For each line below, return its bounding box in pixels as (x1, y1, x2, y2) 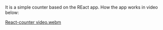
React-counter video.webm (5, 19, 61, 25)
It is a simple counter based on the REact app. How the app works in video (5, 4, 158, 10)
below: (5, 9, 19, 15)
